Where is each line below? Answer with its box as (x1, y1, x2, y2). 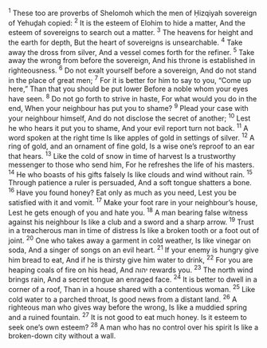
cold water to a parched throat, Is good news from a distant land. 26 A (8, 293, 238, 304)
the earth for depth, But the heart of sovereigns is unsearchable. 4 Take (8, 36, 243, 47)
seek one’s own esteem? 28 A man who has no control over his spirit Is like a (8, 321, 259, 332)
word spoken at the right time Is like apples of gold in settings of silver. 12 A (8, 132, 255, 142)
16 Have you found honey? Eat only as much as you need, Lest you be (8, 187, 238, 197)
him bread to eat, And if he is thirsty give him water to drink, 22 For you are (8, 254, 253, 264)
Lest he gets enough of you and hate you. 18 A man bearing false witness (8, 206, 249, 217)
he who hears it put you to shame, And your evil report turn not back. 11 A (8, 121, 249, 132)
